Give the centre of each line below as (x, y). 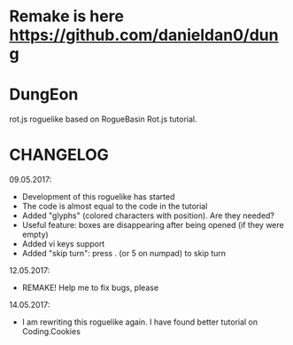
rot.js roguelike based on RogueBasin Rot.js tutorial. (103, 119)
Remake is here (66, 16)
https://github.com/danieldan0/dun (144, 35)
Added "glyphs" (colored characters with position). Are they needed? (148, 216)
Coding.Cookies (51, 332)
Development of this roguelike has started (98, 197)
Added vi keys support (63, 244)
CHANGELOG (59, 155)
